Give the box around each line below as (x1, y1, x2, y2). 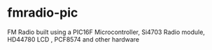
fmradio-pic (7, 5, 78, 21)
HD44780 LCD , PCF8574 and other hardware (7, 35, 140, 43)
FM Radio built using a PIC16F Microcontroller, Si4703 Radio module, (7, 28, 205, 36)
